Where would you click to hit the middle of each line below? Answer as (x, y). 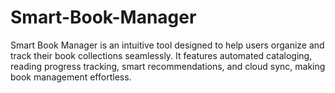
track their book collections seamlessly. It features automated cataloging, (161, 55)
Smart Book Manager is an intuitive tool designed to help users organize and (167, 45)
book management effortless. (71, 77)
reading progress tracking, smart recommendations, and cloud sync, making (168, 66)
